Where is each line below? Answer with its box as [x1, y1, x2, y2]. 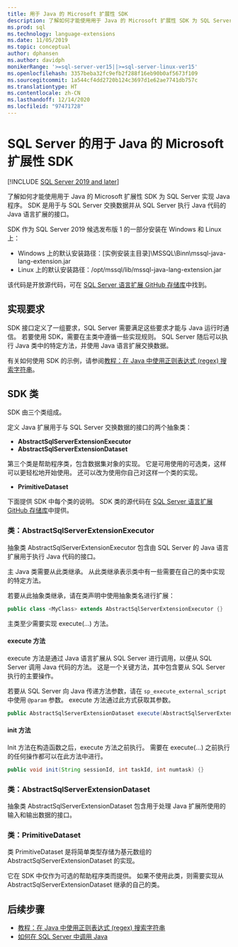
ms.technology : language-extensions [7, 30, 115, 38]
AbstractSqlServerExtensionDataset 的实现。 [7, 857, 139, 865]
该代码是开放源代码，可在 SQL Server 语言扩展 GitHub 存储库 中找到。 [7, 280, 211, 288]
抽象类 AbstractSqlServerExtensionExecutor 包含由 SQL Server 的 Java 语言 [7, 543, 229, 551]
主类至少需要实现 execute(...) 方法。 [7, 619, 113, 627]
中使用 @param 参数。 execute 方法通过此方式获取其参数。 [7, 696, 175, 704]
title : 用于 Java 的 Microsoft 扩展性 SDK [7, 10, 128, 18]
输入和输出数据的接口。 [7, 811, 76, 819]
